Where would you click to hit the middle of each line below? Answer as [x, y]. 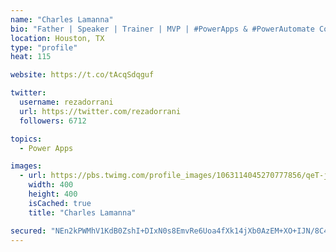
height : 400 [53, 194]
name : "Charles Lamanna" [62, 19]
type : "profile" [44, 47]
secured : [28, 231]
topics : [26, 139]
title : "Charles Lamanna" [82, 212]
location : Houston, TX [57, 38]
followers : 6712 [53, 121]
